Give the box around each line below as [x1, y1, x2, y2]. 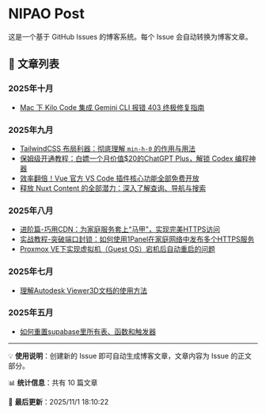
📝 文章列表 [8, 57, 59, 71]
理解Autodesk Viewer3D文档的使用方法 [19, 286, 148, 295]
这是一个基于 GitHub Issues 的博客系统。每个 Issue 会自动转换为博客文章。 [8, 32, 253, 41]
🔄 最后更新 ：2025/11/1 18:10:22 [8, 397, 109, 406]
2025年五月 [8, 307, 54, 318]
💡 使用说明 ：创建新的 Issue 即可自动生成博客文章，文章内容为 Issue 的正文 [8, 351, 252, 360]
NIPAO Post [8, 5, 85, 23]
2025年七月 [8, 266, 54, 277]
